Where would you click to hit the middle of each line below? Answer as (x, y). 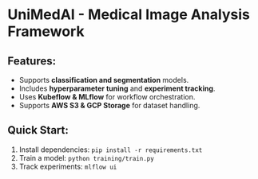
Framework (46, 31)
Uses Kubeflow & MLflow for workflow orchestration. (107, 97)
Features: (32, 61)
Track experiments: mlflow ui (68, 166)
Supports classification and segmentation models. (104, 80)
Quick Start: (38, 130)
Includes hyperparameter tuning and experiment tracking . (117, 88)
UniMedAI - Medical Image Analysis (129, 15)
